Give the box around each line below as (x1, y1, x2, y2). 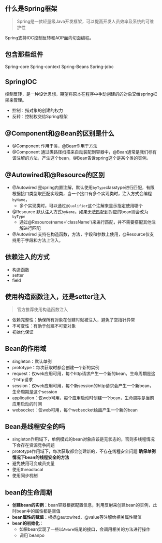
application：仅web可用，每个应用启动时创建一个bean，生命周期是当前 (12, 395, 155, 401)
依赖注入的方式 (5, 253, 50, 261)
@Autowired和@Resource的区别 (5, 170, 105, 179)
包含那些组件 (5, 51, 44, 59)
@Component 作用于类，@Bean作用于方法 (12, 143, 98, 149)
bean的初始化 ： (12, 520, 44, 526)
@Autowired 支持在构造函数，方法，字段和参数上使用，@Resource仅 (12, 231, 150, 237)
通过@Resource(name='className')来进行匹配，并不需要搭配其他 (19, 219, 152, 225)
